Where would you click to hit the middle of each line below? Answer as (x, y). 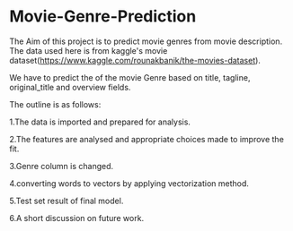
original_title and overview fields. (70, 87)
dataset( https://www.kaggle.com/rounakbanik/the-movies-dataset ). (135, 60)
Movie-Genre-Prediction (103, 17)
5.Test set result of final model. (67, 201)
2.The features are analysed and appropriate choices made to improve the (147, 139)
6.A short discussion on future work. (77, 218)
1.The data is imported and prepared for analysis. (100, 122)
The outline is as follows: (55, 104)
